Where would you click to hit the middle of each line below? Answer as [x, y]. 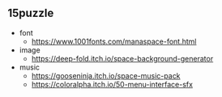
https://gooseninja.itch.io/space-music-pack [106, 75]
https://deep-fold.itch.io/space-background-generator [122, 58]
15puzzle [31, 13]
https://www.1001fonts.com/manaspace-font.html [114, 41]
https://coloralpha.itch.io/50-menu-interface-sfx [112, 84]
